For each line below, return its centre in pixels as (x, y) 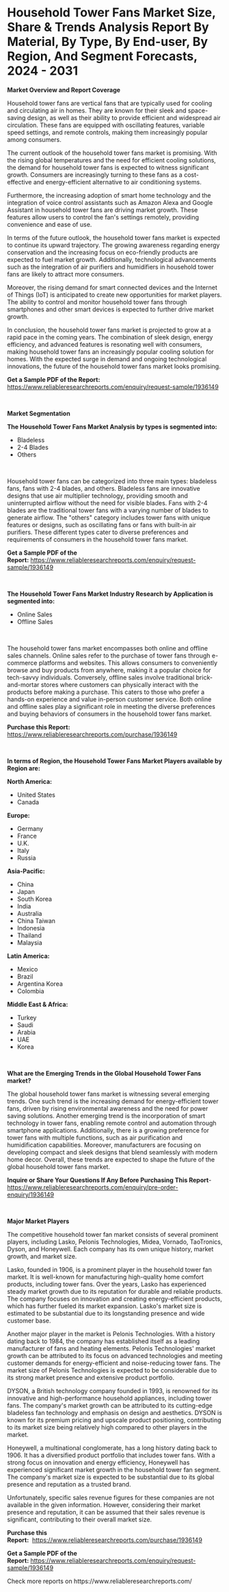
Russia (26, 858)
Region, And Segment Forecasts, (102, 57)
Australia (29, 913)
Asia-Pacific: (26, 871)
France (27, 836)
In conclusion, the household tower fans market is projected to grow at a (109, 330)
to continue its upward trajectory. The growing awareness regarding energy (113, 245)
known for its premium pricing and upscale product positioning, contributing (114, 1420)
